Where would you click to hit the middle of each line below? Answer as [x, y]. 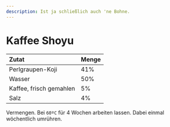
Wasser [20, 79]
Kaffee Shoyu [40, 40]
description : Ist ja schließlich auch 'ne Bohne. [68, 11]
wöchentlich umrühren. [34, 119]
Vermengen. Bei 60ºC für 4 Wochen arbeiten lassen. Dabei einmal [85, 112]
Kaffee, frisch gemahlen [42, 88]
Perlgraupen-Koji [33, 69]
